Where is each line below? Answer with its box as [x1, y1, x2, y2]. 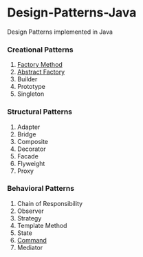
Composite [16, 137, 49, 145]
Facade [16, 152, 39, 160]
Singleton [16, 90, 45, 98]
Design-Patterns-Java [7, 5, 137, 21]
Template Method [16, 221, 67, 229]
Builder [16, 75, 38, 83]
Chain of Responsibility [16, 199, 83, 207]
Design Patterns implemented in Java [7, 28, 113, 36]
